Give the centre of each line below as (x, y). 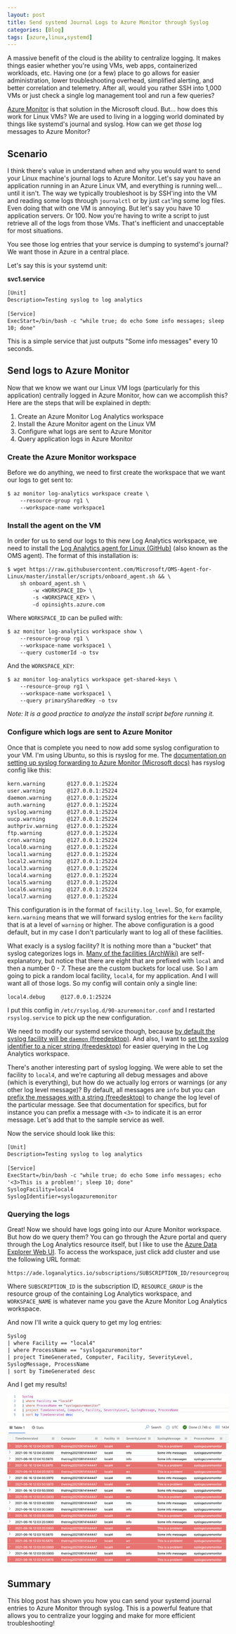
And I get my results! (37, 1385)
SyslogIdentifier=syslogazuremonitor (63, 1196)
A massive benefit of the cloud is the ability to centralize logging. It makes (114, 58)
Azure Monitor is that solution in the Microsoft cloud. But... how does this (113, 109)
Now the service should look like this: (61, 1133)
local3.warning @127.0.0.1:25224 (63, 868)
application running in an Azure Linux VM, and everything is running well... (115, 186)
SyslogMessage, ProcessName (48, 1364)
